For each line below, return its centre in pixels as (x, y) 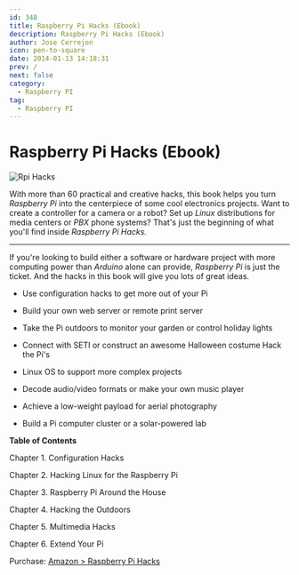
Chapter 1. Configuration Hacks (67, 458)
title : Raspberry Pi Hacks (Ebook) (75, 26)
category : (28, 84)
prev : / (24, 68)
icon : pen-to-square (48, 51)
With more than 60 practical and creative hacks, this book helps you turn (142, 194)
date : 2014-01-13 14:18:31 (59, 59)
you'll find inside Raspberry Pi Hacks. (78, 232)
